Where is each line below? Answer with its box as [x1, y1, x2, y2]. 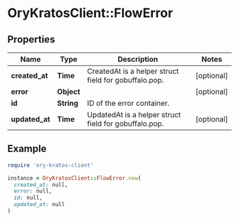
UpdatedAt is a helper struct [87, 110, 181, 119]
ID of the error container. [87, 98, 170, 108]
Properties [7, 33, 55, 45]
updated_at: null [14, 201, 65, 208]
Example [7, 143, 47, 155]
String [56, 98, 79, 108]
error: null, [14, 188, 53, 195]
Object [56, 87, 80, 97]
